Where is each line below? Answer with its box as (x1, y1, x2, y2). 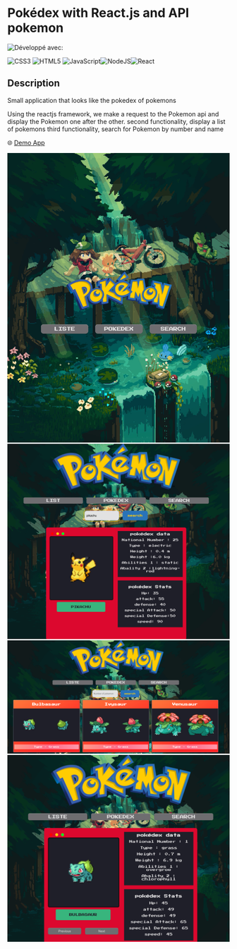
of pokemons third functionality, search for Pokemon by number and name (7, 125, 224, 133)
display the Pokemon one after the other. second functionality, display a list (7, 117, 226, 125)
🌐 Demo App (7, 138, 45, 147)
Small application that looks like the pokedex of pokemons (7, 96, 176, 104)
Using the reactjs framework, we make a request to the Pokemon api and (7, 109, 219, 118)
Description (7, 78, 60, 90)
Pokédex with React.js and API (7, 5, 189, 21)
